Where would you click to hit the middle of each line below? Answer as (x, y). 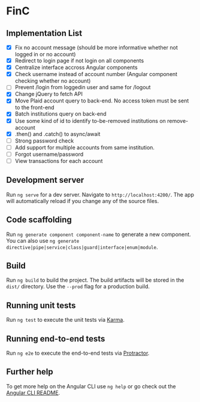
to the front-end (35, 108)
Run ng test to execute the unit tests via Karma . (65, 320)
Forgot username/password (49, 154)
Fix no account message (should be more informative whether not (96, 47)
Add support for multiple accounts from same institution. (84, 147)
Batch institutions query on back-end (60, 114)
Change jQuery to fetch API (49, 94)
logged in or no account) (45, 55)
